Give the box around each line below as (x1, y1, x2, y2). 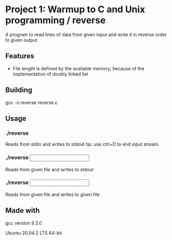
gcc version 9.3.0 (5, 219, 42, 226)
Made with (5, 206, 40, 215)
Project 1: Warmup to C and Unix (5, 4, 145, 15)
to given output (5, 37, 37, 43)
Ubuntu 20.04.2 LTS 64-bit (5, 230, 63, 236)
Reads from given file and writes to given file (5, 191, 100, 197)
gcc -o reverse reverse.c (5, 99, 58, 106)
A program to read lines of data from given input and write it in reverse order (5, 31, 167, 37)
